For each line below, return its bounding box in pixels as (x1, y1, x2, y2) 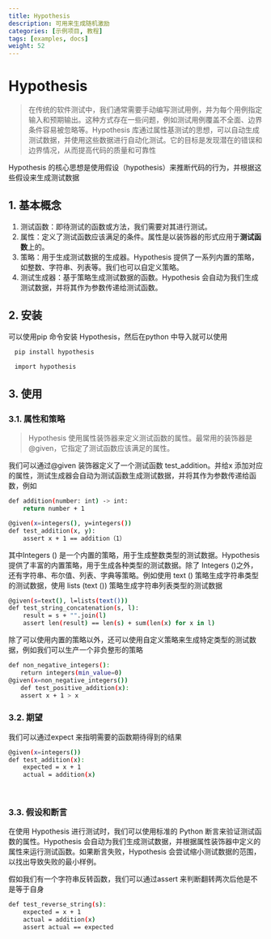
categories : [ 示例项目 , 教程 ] (8, 27, 103, 35)
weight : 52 (8, 42, 45, 50)
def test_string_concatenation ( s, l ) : (8, 604, 139, 612)
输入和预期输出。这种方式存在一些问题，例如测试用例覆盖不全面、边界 (28, 115, 263, 125)
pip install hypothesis (14, 348, 95, 356)
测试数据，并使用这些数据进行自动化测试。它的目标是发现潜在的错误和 (28, 135, 263, 145)
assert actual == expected (23, 923, 114, 931)
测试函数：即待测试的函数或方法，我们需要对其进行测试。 (19, 221, 212, 231)
